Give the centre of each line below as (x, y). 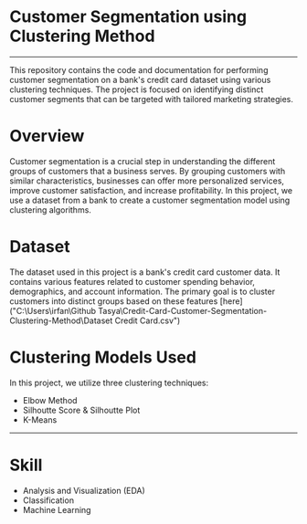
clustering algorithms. (50, 210)
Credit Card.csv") (148, 320)
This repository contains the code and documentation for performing (139, 69)
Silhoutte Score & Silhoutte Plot (81, 410)
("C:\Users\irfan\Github (53, 310)
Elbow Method (50, 400)
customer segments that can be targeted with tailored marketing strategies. (152, 99)
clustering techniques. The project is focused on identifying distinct (137, 89)
